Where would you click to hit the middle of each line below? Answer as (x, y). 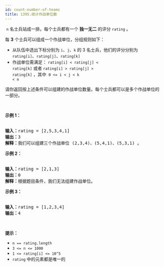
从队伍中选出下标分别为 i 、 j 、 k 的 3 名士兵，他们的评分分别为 (75, 50)
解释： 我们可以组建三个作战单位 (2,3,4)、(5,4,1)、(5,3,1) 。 (73, 143)
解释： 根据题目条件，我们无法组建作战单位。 (50, 181)
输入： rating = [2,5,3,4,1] (37, 131)
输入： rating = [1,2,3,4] (35, 207)
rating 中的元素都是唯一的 (39, 259)
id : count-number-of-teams (33, 10)
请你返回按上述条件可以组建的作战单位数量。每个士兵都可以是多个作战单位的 (82, 89)
